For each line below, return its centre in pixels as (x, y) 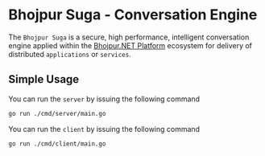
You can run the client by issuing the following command (104, 129)
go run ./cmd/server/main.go (57, 113)
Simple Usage (44, 79)
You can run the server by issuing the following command (104, 99)
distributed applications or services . (70, 54)
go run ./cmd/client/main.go (57, 144)
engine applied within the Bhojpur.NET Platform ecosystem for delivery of (130, 45)
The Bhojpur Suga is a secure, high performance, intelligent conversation (129, 37)
